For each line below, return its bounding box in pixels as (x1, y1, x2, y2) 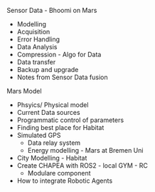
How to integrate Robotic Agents (16, 176, 113, 185)
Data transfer (16, 58, 56, 66)
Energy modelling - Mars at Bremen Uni (27, 146, 144, 154)
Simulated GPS (16, 131, 61, 139)
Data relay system (27, 138, 81, 147)
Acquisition (16, 28, 50, 36)
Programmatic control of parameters (16, 116, 124, 124)
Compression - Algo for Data (16, 50, 102, 59)
